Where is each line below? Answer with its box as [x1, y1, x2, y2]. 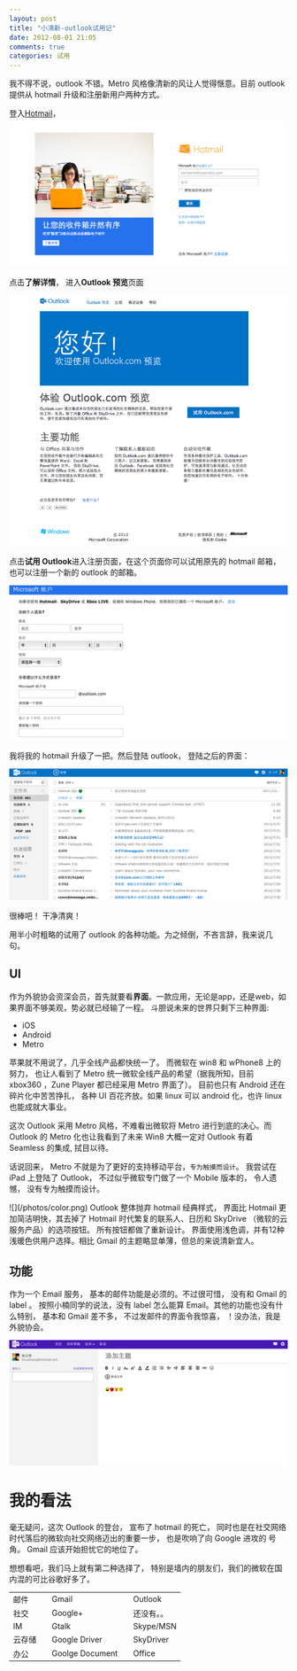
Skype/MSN [133, 1621, 177, 1631]
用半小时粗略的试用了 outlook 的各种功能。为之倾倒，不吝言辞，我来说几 [9, 929, 273, 939]
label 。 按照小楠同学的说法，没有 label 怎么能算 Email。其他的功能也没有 [9, 1300, 276, 1310]
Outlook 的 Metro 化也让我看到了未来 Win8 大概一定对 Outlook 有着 [9, 1131, 254, 1142]
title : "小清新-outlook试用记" [9, 23, 117, 33]
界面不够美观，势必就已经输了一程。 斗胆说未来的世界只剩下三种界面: [16, 1002, 270, 1013]
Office [133, 1648, 156, 1659]
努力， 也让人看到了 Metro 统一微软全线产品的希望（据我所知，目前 [9, 1068, 255, 1078]
